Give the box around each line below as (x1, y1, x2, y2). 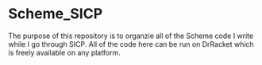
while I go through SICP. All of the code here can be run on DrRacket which (8, 39, 254, 48)
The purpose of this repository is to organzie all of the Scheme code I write (8, 31, 254, 40)
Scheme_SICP (8, 5, 103, 23)
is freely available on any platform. (8, 48, 121, 57)
